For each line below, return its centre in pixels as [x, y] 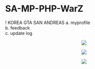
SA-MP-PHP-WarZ [44, 9]
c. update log [19, 33]
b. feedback [17, 27]
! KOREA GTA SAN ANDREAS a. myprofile [48, 22]
